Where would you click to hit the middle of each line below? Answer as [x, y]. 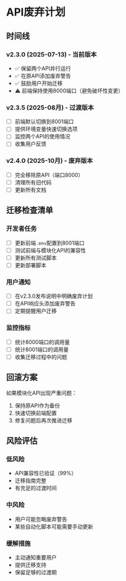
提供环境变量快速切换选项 [46, 129]
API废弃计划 [36, 12]
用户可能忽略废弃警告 [41, 519]
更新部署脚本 [30, 265]
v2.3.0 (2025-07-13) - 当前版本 [51, 54]
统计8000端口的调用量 [42, 342]
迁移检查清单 [30, 211]
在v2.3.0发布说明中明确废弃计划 [54, 296]
